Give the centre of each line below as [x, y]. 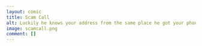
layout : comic [24, 12]
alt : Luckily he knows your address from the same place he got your [95, 23]
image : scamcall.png [32, 28]
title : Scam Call [28, 17]
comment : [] [21, 34]
